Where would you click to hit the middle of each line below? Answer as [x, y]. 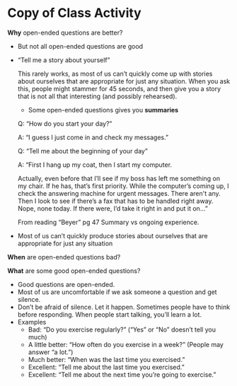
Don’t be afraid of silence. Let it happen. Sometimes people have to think [124, 307]
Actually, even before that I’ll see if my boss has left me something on [119, 178]
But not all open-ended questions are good [80, 46]
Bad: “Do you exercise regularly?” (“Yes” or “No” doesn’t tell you [122, 329]
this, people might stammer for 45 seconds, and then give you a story [119, 88]
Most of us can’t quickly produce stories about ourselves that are [112, 235]
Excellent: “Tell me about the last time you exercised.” [106, 367]
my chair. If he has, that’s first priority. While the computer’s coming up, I [123, 186]
